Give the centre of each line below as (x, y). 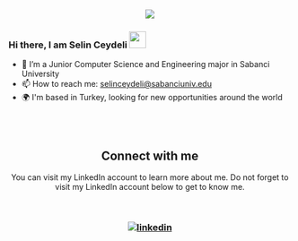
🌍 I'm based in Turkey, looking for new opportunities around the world (152, 98)
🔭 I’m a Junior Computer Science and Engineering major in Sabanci (145, 65)
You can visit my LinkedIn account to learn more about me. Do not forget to (150, 177)
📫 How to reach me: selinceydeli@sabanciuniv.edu (117, 84)
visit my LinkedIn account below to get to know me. (150, 187)
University (40, 74)
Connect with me (150, 155)
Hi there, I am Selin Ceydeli (68, 45)
